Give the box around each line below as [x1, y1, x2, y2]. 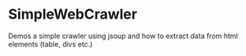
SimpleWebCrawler [8, 5, 138, 23]
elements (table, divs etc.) [8, 39, 93, 48]
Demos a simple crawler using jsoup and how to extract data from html [8, 31, 238, 40]
